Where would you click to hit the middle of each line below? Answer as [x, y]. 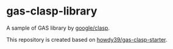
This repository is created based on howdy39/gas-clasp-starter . [87, 39]
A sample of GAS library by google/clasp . [58, 28]
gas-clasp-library [52, 11]
